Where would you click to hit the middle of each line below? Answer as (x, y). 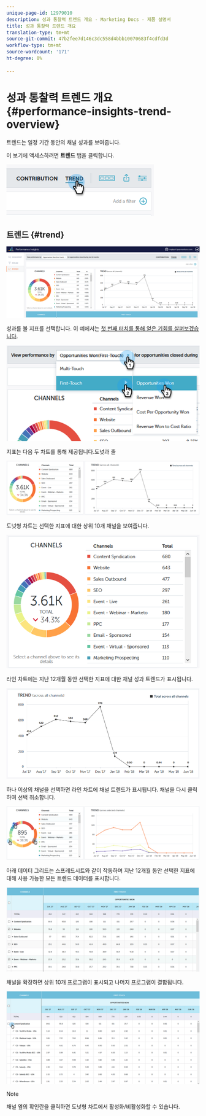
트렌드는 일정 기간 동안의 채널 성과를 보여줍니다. (64, 142)
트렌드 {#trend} (35, 234)
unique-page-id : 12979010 (39, 13)
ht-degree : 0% (25, 58)
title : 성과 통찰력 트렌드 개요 (41, 26)
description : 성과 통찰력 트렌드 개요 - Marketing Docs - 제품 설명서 (89, 19)
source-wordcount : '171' (38, 52)
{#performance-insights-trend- (89, 111)
